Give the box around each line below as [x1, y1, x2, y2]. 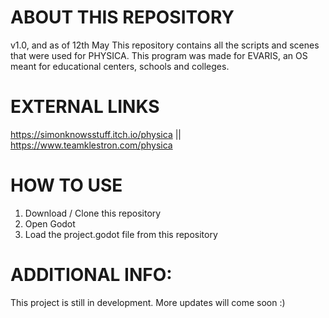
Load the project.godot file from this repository [24, 228, 218, 240]
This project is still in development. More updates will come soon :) [10, 296, 286, 308]
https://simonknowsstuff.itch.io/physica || [10, 128, 182, 140]
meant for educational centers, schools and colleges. [10, 60, 230, 72]
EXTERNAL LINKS [10, 96, 160, 118]
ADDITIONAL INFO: [10, 264, 173, 286]
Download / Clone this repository [24, 207, 162, 219]
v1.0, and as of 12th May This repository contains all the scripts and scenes [10, 39, 320, 51]
